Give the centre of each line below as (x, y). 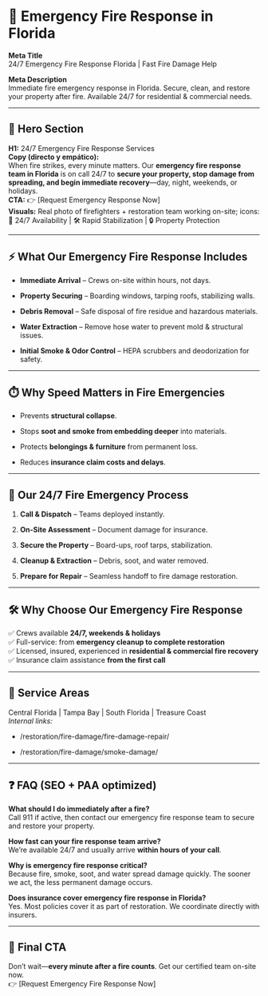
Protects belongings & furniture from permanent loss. (108, 447)
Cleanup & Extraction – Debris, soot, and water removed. (114, 561)
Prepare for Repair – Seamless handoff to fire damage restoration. (129, 576)
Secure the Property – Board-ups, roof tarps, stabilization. (116, 545)
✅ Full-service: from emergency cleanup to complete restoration (117, 642)
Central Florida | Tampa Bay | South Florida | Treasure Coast (107, 712)
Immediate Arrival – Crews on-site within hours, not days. (115, 280)
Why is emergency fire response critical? (78, 865)
